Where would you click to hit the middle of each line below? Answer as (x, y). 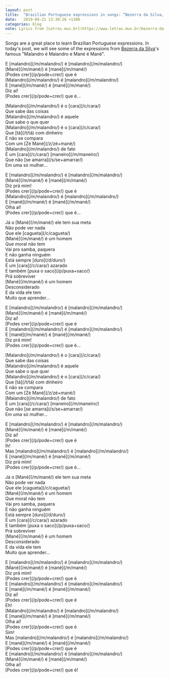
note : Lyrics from (25, 29)
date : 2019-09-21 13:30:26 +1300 (43, 19)
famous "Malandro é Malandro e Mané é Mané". (55, 54)
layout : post (19, 10)
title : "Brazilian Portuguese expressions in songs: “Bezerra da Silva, (85, 15)
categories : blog (24, 24)
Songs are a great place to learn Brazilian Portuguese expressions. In (77, 43)
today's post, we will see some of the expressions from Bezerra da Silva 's (82, 49)
